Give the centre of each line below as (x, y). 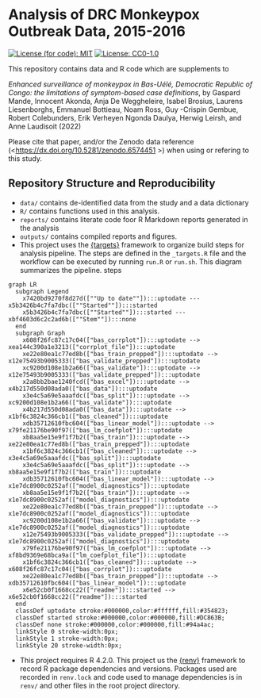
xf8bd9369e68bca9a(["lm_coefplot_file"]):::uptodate (97, 555)
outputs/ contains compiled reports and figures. (98, 236)
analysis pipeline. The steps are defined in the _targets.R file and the (133, 253)
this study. (25, 158)
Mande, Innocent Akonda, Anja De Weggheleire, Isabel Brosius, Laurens (126, 101)
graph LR (23, 284)
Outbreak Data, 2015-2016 (97, 31)
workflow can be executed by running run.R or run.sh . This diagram (130, 261)
